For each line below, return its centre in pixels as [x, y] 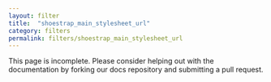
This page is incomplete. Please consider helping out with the [111, 61]
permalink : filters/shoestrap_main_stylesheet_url [96, 38]
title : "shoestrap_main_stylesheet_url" [80, 23]
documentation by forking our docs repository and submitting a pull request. [136, 70]
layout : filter [34, 16]
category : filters [39, 31]
